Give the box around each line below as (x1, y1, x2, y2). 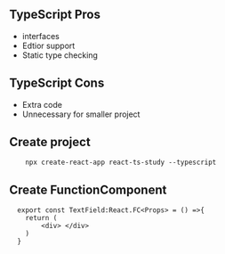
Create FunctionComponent (9, 182, 167, 197)
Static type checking (21, 49, 98, 61)
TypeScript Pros (9, 7, 100, 22)
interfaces (21, 30, 60, 41)
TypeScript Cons (9, 76, 105, 91)
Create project (9, 135, 91, 150)
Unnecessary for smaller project (21, 109, 141, 119)
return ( (25, 214, 58, 223)
